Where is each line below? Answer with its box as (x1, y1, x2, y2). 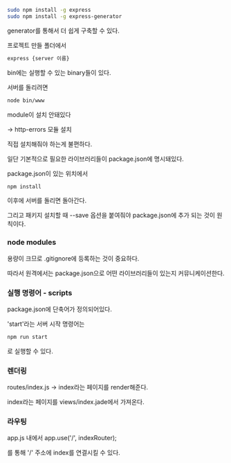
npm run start (7, 333, 48, 340)
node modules (7, 238, 57, 247)
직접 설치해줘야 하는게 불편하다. (7, 139, 93, 148)
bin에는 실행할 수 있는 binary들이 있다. (7, 68, 111, 76)
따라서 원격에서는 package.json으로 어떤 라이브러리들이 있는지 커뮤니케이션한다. (7, 269, 225, 277)
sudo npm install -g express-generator (7, 12, 122, 20)
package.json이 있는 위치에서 (7, 169, 89, 177)
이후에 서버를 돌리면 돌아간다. (7, 196, 87, 204)
